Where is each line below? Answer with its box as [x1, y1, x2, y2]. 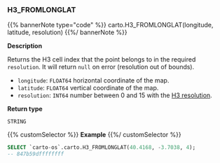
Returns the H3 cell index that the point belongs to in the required [7, 55, 196, 64]
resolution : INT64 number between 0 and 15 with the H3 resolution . [17, 91, 212, 99]
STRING [7, 118, 27, 125]
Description [7, 42, 43, 50]
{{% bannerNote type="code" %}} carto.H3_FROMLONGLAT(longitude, [7, 21, 214, 29]
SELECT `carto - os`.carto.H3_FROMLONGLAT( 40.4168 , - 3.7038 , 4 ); [7, 144, 196, 151]
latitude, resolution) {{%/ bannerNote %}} [7, 28, 128, 36]
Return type [7, 105, 43, 113]
